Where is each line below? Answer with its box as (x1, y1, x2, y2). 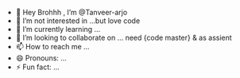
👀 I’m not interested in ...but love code (15, 16, 141, 25)
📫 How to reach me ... (15, 42, 90, 51)
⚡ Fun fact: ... (15, 62, 60, 72)
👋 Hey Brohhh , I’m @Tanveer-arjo (15, 8, 128, 17)
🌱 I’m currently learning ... (15, 25, 101, 33)
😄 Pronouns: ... (15, 53, 68, 63)
